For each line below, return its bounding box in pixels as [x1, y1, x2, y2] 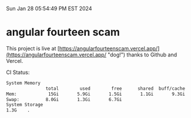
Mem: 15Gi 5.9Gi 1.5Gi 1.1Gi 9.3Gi [6, 91, 185, 97]
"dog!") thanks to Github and [108, 51, 177, 58]
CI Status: [6, 69, 30, 76]
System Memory [6, 80, 41, 86]
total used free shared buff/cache [45, 85, 185, 92]
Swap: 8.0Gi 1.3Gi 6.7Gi [6, 96, 122, 102]
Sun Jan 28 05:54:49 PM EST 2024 [6, 5, 92, 12]
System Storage [6, 102, 43, 108]
